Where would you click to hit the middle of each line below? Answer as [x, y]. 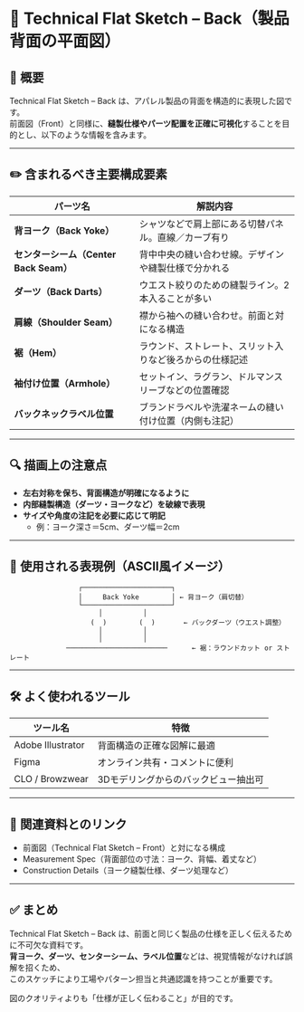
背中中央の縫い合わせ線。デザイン [212, 254]
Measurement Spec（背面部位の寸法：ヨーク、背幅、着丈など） [142, 859]
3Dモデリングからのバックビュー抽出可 [180, 779]
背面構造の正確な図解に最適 [156, 746]
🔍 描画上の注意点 [58, 466]
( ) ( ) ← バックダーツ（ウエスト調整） [188, 623]
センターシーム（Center [65, 254]
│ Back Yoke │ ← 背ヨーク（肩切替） [163, 597]
